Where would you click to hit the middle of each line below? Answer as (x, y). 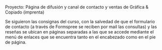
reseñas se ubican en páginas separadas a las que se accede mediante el (80, 32)
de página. (16, 42)
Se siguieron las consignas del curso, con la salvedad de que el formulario (80, 22)
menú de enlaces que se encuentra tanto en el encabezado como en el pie (80, 37)
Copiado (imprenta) (25, 12)
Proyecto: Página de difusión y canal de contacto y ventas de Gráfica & (77, 7)
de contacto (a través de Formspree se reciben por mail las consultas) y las (81, 27)
